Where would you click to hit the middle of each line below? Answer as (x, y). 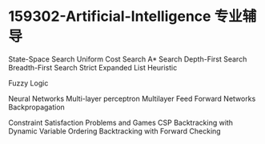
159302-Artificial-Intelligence (110, 16)
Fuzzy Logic (28, 83)
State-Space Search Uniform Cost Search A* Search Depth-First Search (128, 59)
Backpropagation (37, 107)
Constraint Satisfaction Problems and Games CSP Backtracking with (121, 122)
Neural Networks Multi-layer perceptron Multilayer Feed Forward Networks (132, 98)
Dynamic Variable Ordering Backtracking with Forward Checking (115, 131)
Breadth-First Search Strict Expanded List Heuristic (93, 67)
